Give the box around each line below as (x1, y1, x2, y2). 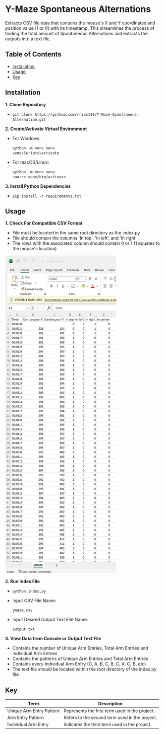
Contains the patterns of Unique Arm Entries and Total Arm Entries (12, 656, 149, 661)
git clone (12, 112, 33, 117)
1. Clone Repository (5, 101, 46, 107)
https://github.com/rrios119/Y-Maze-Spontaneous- (34, 112, 139, 117)
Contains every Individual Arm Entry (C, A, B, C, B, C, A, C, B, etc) (12, 661, 146, 667)
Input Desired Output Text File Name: (12, 617, 88, 623)
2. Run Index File (5, 579, 40, 585)
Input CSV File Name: (12, 597, 56, 604)
